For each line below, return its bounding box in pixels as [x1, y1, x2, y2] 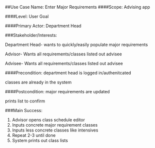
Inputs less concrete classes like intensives [12, 127, 98, 133]
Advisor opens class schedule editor [12, 117, 85, 123]
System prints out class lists [12, 138, 68, 143]
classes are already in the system [5, 80, 72, 85]
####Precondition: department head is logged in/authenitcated [5, 70, 131, 76]
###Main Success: [5, 108, 43, 113]
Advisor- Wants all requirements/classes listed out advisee [5, 51, 122, 57]
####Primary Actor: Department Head [5, 23, 81, 29]
